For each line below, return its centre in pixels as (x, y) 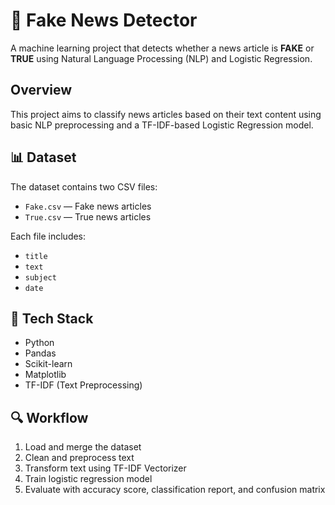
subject (40, 277)
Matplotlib (45, 375)
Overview (41, 90)
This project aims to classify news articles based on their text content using (166, 114)
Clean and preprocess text (79, 458)
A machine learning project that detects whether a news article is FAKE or (162, 48)
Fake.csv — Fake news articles (88, 206)
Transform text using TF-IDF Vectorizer (105, 468)
